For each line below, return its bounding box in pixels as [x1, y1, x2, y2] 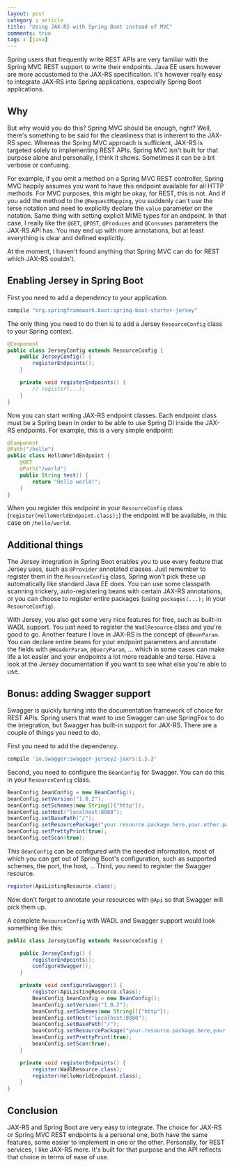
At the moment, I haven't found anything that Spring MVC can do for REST [7, 247, 220, 255]
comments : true [7, 29, 52, 37]
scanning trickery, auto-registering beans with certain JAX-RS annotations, [7, 587, 223, 595]
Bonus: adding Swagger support [7, 687, 151, 699]
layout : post [7, 10, 45, 17]
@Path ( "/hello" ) [7, 446, 54, 453]
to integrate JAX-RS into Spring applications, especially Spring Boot [7, 77, 202, 86]
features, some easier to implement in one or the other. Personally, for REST [7, 1138, 225, 1146]
